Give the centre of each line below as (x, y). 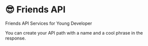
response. (16, 38)
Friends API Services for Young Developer (49, 23)
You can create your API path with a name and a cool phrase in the (74, 33)
